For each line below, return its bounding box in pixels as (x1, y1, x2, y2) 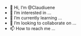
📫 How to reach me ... (9, 26, 55, 31)
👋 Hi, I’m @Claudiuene (9, 5, 55, 10)
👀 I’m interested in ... (9, 10, 52, 16)
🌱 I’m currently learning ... (9, 15, 62, 20)
